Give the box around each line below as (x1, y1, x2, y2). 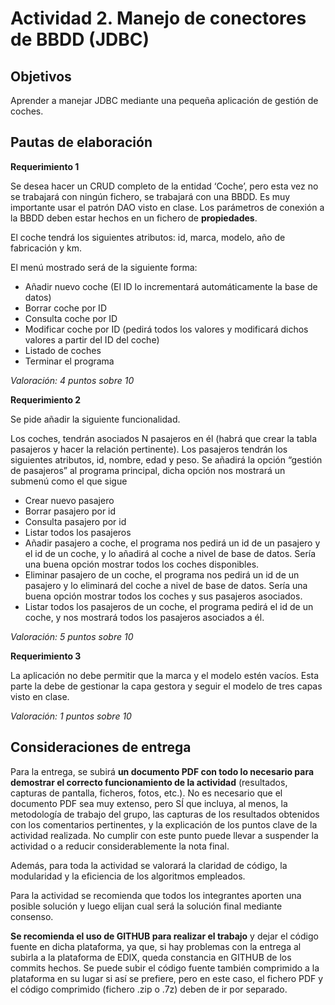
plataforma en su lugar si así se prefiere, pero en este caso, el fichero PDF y (10, 972, 324, 984)
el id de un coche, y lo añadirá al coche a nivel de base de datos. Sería (24, 547, 317, 559)
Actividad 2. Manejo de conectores (10, 7, 307, 30)
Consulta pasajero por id (24, 515, 127, 527)
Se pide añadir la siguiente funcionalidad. (10, 413, 181, 425)
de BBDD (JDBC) (10, 28, 150, 51)
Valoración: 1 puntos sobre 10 (10, 710, 132, 722)
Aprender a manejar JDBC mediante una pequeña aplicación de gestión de (10, 95, 319, 106)
